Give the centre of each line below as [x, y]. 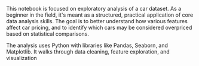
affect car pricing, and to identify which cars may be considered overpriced [99, 27]
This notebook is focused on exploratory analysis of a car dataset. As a [94, 9]
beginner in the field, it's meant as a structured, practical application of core [100, 15]
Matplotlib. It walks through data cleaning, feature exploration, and [88, 52]
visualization [22, 58]
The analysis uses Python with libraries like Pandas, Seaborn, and [87, 45]
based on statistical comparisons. [48, 34]
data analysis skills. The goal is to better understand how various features [97, 21]
